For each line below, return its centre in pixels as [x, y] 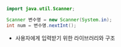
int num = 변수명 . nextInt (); [42, 25]
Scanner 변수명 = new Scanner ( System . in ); [59, 20]
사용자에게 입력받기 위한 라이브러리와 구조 [65, 38]
